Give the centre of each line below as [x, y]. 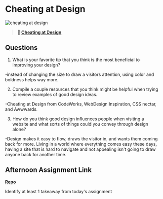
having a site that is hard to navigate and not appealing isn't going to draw [81, 149]
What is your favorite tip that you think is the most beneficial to [76, 60]
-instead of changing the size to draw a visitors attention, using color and [80, 74]
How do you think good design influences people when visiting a [78, 119]
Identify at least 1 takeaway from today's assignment [59, 191]
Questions [21, 48]
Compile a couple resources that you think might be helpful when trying [85, 89]
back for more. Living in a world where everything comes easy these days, [81, 144]
